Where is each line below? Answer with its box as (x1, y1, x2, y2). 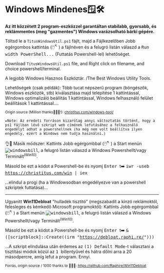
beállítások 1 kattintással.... (5, 100, 59, 106)
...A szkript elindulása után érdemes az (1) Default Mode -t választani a (5, 244, 154, 250)
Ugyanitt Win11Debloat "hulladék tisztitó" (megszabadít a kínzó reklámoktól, (5, 198, 159, 204)
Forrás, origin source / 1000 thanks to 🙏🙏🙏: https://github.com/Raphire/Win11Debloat (5, 263, 146, 269)
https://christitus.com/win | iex (5, 170, 88, 176)
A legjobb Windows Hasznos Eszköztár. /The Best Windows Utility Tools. (5, 75, 151, 81)
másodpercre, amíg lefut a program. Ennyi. (5, 254, 91, 260)
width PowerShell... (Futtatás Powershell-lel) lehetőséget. (5, 51, 131, 57)
